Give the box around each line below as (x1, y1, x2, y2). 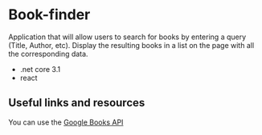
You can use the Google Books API (8, 117, 124, 127)
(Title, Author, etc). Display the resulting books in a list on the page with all (8, 40, 255, 50)
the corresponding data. (8, 49, 88, 58)
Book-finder (8, 6, 91, 24)
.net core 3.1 (19, 64, 61, 73)
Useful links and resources (8, 96, 145, 109)
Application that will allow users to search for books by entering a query (8, 32, 247, 42)
